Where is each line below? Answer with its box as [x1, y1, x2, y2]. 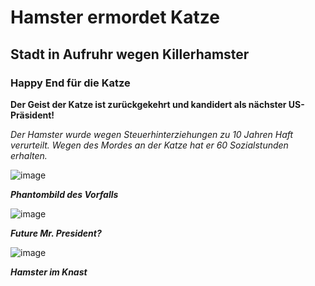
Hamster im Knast [10, 266, 88, 278]
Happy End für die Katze [10, 76, 131, 90]
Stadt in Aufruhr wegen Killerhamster [10, 46, 250, 63]
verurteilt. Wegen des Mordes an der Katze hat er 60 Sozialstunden [10, 139, 289, 151]
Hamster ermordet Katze [10, 6, 220, 29]
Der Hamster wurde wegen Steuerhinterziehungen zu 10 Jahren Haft [10, 128, 294, 140]
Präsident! [10, 109, 55, 121]
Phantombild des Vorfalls [10, 188, 119, 200]
